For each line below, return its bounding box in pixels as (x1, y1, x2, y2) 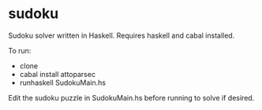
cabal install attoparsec (19, 69, 96, 79)
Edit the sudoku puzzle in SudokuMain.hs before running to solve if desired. (8, 93, 255, 102)
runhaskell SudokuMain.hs (19, 78, 107, 87)
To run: (8, 46, 32, 55)
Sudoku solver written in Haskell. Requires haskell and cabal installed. (8, 31, 235, 40)
